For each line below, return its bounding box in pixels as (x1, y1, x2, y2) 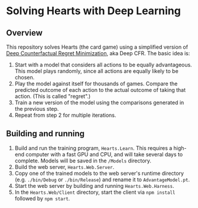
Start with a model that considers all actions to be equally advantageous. (14, 61, 192, 68)
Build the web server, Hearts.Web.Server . (14, 163, 115, 170)
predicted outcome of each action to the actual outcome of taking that (14, 87, 186, 93)
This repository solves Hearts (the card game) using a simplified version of (6, 43, 188, 50)
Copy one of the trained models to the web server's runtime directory (14, 169, 184, 177)
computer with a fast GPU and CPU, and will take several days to (25, 151, 183, 158)
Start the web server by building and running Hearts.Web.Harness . (14, 182, 174, 189)
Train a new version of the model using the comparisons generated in (14, 99, 184, 106)
